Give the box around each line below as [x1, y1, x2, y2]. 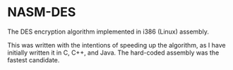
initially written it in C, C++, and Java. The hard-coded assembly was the [7, 48, 220, 57]
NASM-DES [7, 4, 76, 20]
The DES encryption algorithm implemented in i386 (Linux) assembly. [7, 27, 210, 36]
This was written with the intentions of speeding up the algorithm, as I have [7, 41, 226, 49]
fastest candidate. [7, 55, 60, 64]
